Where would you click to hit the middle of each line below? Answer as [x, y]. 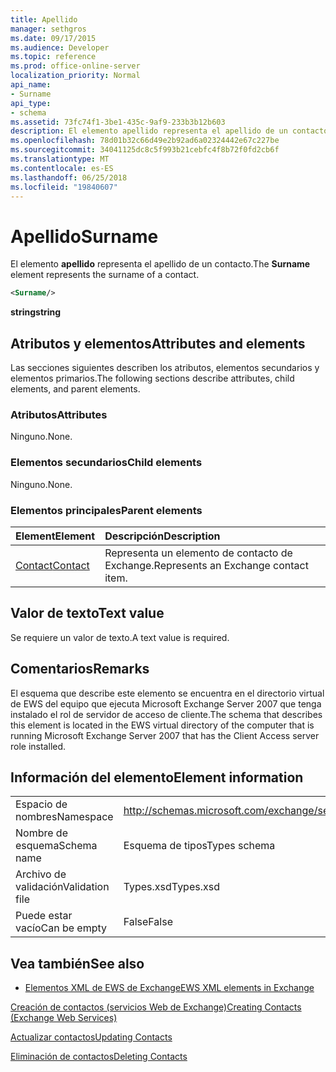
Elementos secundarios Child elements [106, 463]
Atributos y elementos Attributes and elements [158, 343]
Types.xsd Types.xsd [171, 887]
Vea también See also [77, 963]
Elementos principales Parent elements [106, 510]
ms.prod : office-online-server [75, 66]
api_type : [31, 103]
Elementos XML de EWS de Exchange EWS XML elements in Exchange [169, 988]
